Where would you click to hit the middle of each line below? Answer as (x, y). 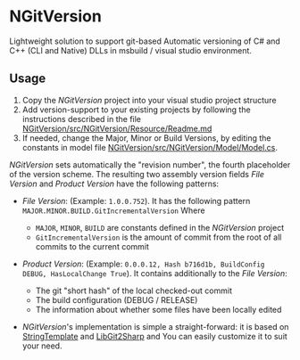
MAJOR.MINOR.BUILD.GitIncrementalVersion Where (113, 210)
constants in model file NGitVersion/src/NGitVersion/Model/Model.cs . (150, 147)
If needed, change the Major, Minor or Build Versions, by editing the (146, 138)
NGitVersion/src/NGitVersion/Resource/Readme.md (117, 128)
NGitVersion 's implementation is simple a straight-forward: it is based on (155, 326)
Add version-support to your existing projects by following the (137, 110)
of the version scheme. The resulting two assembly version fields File (137, 174)
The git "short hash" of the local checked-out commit (134, 290)
